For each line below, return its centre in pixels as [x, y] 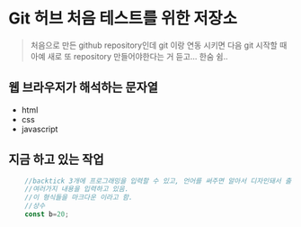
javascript [40, 129]
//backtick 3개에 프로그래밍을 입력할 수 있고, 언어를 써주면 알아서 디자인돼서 [153, 181]
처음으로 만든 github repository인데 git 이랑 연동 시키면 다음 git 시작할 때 [159, 45]
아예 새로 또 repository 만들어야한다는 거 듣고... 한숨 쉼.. [129, 56]
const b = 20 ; [47, 214]
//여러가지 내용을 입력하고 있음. [77, 189]
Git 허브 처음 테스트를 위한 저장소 [123, 18]
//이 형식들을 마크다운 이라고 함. [79, 198]
